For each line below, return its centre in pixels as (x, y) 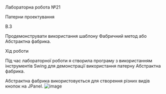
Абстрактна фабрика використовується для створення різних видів (77, 81)
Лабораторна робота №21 (33, 7)
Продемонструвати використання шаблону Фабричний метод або (76, 36)
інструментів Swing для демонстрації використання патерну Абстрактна (83, 66)
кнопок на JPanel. (24, 86)
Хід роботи (17, 51)
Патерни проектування (30, 17)
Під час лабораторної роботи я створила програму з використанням (79, 61)
